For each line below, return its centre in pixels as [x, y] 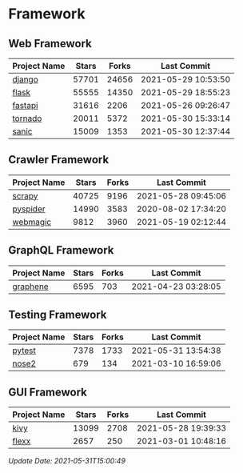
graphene [31, 287]
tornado [27, 118]
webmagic [32, 222]
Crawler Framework [59, 160]
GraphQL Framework [61, 250]
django [25, 79]
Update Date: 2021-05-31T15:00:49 [67, 461]
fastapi [25, 105]
